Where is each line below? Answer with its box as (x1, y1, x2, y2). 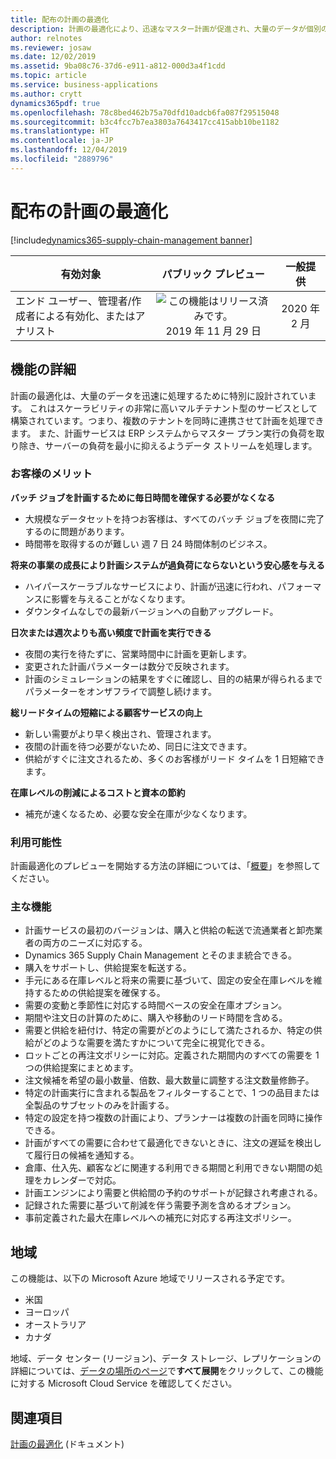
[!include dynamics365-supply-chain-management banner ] (10, 234, 253, 246)
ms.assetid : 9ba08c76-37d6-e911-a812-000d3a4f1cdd (10, 61, 226, 71)
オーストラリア (24, 1319, 87, 1331)
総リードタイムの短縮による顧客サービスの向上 (10, 706, 203, 718)
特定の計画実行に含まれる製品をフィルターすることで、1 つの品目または (24, 1087, 320, 1099)
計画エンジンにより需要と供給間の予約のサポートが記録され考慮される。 (24, 1187, 323, 1199)
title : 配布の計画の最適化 (10, 14, 110, 25)
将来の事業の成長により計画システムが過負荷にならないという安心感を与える (10, 559, 325, 571)
